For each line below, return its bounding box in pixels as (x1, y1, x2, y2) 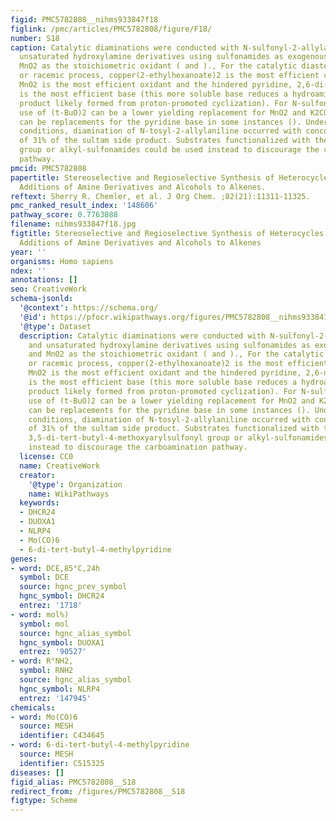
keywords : (19, 498, 60, 508)
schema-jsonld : (10, 294, 74, 304)
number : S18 (10, 33, 60, 43)
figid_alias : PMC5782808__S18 (10, 777, 137, 787)
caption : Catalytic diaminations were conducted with (10, 42, 240, 53)
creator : (19, 470, 56, 480)
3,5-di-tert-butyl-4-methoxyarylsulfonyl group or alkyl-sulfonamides (28, 433, 329, 443)
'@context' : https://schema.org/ (19, 303, 159, 313)
